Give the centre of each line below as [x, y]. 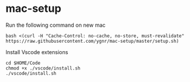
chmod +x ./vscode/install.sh [43, 68]
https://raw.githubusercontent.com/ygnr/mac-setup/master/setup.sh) [92, 41]
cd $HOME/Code [23, 63]
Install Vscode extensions [37, 52]
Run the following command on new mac [56, 25]
